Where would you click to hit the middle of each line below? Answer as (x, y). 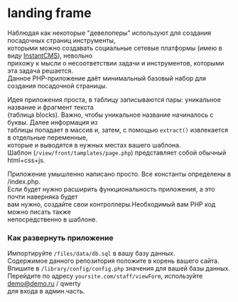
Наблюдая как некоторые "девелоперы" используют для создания (109, 33)
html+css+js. (26, 160)
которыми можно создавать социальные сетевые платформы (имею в (115, 48)
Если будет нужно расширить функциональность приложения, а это (111, 189)
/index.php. (24, 181)
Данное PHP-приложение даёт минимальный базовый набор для (107, 78)
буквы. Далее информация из (53, 122)
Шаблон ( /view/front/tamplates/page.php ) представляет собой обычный (117, 152)
